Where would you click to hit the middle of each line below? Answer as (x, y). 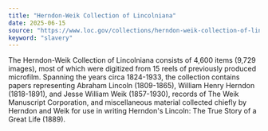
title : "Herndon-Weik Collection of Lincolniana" (93, 15)
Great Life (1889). (37, 119)
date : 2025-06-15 (37, 23)
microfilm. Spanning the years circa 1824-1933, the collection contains (124, 77)
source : (21, 30)
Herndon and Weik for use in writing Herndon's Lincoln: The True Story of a (132, 111)
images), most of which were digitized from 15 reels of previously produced (132, 69)
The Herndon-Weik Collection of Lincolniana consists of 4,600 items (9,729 (132, 60)
